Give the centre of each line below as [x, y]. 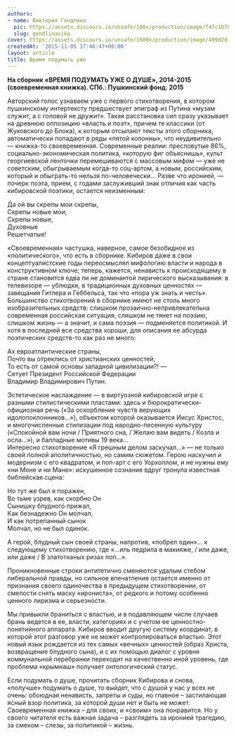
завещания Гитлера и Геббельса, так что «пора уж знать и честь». [107, 292]
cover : [17, 40]
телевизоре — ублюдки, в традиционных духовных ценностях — [105, 285]
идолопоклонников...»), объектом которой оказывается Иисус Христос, [116, 417]
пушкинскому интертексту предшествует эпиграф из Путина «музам [111, 108]
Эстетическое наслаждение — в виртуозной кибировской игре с [105, 394]
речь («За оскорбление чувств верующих [108, 410]
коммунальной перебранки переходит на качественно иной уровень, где [118, 659]
